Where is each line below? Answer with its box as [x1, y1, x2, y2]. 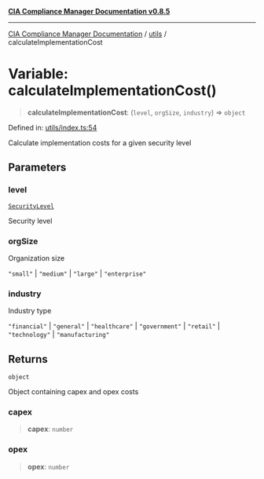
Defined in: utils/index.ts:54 [8, 122, 97, 132]
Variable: [8, 65, 69, 83]
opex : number [27, 462, 70, 471]
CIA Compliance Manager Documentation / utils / [8, 29, 167, 38]
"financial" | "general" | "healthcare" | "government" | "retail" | [8, 321, 220, 331]
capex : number [27, 424, 74, 434]
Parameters [8, 161, 67, 174]
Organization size [8, 253, 65, 262]
